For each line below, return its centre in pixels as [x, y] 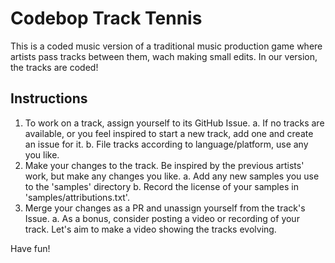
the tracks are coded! [54, 67]
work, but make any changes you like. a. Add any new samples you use [172, 176]
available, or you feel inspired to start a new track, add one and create [169, 133]
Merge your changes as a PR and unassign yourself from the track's [165, 208]
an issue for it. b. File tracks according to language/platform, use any [166, 144]
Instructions [49, 98]
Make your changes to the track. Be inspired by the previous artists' [164, 165]
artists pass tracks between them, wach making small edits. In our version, [164, 56]
